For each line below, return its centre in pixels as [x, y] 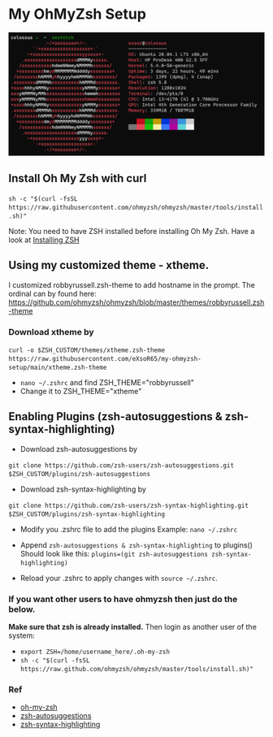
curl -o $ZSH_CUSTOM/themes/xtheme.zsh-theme [87, 350]
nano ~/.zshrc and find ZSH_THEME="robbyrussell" [107, 382]
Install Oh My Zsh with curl [78, 178]
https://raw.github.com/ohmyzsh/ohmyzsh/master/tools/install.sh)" [136, 670]
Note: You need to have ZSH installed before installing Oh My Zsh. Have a [132, 231]
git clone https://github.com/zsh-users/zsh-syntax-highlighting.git [129, 505]
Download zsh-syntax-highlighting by [83, 489]
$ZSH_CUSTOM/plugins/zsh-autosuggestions [80, 474]
